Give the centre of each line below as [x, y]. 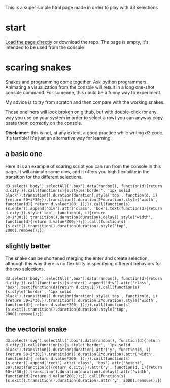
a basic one [24, 154]
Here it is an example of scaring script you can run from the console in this [83, 166]
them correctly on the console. [50, 123]
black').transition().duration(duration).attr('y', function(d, [75, 350]
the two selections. [25, 269]
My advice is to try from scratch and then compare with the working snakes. [85, 102]
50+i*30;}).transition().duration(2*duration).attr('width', [90, 354]
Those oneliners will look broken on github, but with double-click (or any [81, 112]
